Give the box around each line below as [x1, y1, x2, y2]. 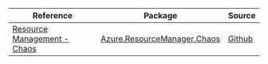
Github [227, 33, 254, 44]
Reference [32, 10, 73, 21]
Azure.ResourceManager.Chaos [100, 33, 221, 44]
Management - [12, 33, 69, 44]
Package [143, 10, 178, 21]
